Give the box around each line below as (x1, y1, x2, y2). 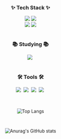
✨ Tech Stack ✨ (11, 4, 50, 11)
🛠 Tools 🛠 (17, 73, 44, 80)
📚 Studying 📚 (12, 41, 49, 48)
